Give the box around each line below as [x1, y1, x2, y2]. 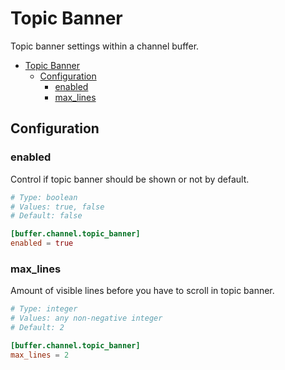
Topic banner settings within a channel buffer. [10, 40, 200, 52]
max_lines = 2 [10, 350, 70, 360]
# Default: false [10, 211, 83, 221]
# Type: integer [10, 304, 78, 314]
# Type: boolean [10, 192, 78, 202]
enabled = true [10, 238, 74, 249]
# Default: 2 [10, 323, 65, 333]
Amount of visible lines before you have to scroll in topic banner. [10, 285, 275, 297]
